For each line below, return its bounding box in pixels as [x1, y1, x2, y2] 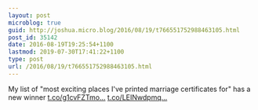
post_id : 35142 [8, 33, 58, 42]
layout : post [8, 11, 51, 20]
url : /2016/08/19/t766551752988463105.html [8, 63, 153, 71]
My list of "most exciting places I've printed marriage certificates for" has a [8, 84, 251, 93]
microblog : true [8, 19, 61, 27]
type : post [8, 56, 44, 64]
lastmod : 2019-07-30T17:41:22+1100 [8, 48, 125, 56]
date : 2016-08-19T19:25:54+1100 [8, 41, 114, 49]
